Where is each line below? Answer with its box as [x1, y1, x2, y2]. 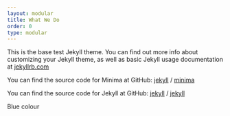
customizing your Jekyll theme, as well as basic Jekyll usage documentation [7, 56, 224, 64]
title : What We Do [7, 16, 60, 23]
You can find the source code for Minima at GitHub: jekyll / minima [7, 76, 195, 84]
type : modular [7, 29, 48, 36]
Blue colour [7, 102, 40, 111]
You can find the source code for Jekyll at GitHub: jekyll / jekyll [7, 89, 185, 97]
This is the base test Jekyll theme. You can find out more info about [7, 48, 198, 56]
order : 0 [7, 23, 32, 30]
